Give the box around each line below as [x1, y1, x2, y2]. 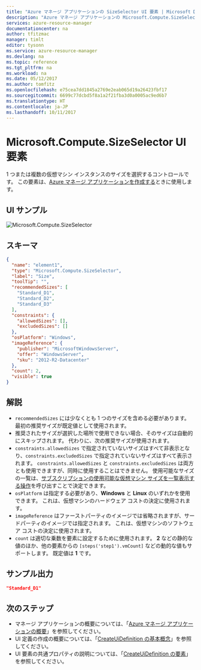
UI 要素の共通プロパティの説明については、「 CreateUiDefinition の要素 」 [14, 650, 191, 657]
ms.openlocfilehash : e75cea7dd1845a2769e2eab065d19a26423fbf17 [6, 87, 167, 93]
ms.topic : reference [6, 59, 58, 65]
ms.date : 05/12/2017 [6, 76, 58, 82]
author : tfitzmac [6, 31, 50, 37]
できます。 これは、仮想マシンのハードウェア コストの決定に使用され [14, 496, 185, 504]
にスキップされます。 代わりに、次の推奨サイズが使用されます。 [14, 436, 173, 444]
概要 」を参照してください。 [35, 628, 104, 635]
